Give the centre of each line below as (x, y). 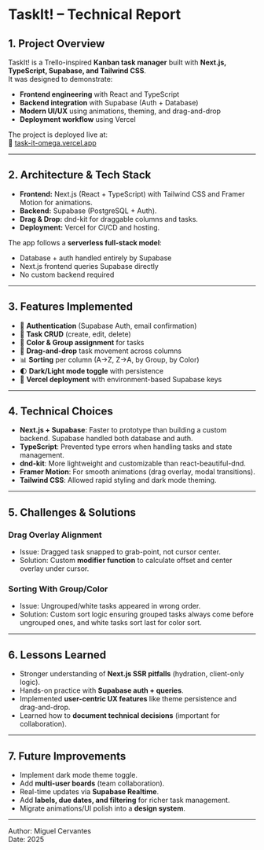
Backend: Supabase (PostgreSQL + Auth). (88, 211)
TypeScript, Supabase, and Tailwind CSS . (77, 71)
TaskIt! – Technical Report (95, 15)
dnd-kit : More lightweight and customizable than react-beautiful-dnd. (132, 464)
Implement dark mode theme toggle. (79, 775)
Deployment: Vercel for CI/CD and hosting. (90, 227)
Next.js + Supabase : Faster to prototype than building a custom (123, 430)
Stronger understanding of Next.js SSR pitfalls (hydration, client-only (132, 674)
